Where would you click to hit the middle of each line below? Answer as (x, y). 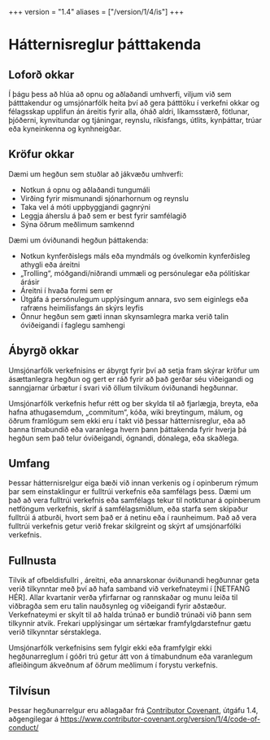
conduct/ (24, 728)
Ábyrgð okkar (44, 350)
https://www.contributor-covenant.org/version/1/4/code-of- (161, 719)
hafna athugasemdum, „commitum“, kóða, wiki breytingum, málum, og (126, 412)
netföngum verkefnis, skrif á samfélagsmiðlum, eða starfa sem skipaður (128, 509)
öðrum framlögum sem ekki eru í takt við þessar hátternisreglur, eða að (127, 420)
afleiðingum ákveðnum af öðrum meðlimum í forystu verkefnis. (113, 665)
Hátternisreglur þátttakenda (105, 45)
